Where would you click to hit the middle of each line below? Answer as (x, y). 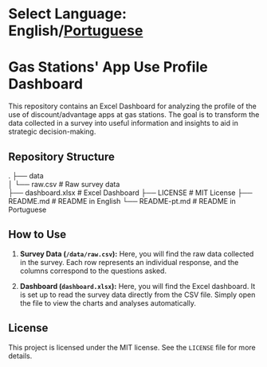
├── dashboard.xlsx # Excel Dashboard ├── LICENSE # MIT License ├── (130, 193)
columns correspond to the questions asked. (93, 271)
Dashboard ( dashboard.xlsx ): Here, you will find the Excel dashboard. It (137, 286)
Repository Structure (62, 156)
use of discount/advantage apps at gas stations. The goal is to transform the (134, 115)
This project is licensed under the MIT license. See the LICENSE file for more (132, 347)
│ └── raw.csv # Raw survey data (64, 184)
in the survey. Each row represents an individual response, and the (129, 262)
